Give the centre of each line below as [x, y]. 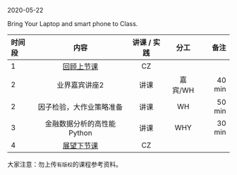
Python [80, 133]
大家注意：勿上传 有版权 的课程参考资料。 [65, 164]
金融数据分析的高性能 [80, 124]
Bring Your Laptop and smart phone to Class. [73, 24]
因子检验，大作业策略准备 [80, 107]
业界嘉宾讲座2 [80, 85]
